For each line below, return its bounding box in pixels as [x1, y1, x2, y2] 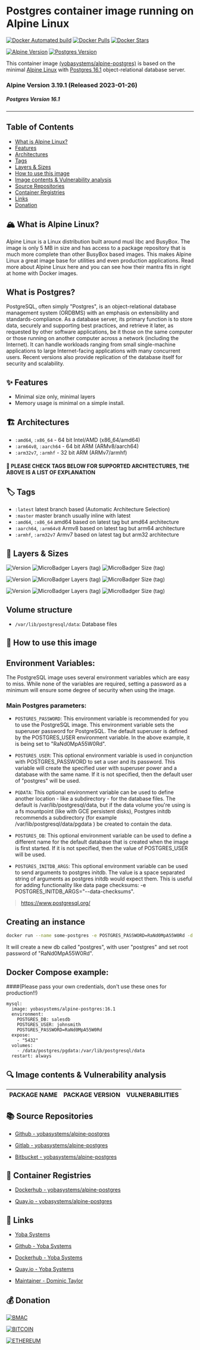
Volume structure [6, 604, 73, 615]
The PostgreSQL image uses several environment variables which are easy [6, 674, 190, 681]
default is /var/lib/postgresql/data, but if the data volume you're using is [14, 801, 191, 809]
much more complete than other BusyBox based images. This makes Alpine [6, 251, 192, 258]
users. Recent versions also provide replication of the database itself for [6, 354, 183, 361]
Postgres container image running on [6, 4, 194, 18]
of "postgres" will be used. [14, 777, 80, 784]
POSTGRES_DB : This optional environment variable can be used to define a [14, 832, 192, 839]
